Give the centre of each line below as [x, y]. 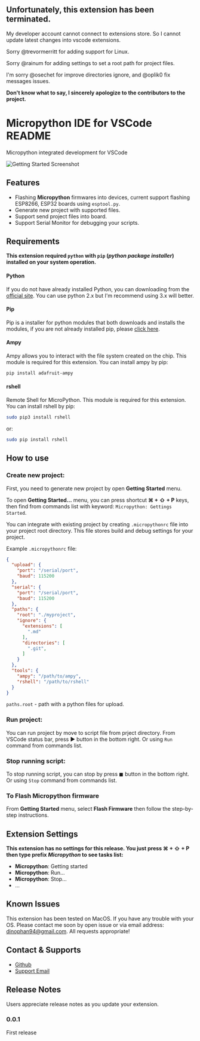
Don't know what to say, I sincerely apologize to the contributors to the [96, 93]
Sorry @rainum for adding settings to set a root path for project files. [90, 63]
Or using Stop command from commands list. [62, 780]
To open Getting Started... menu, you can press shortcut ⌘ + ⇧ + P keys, [98, 500]
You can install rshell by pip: [41, 407]
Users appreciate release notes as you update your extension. [83, 1004]
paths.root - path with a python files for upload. [65, 704]
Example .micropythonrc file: [41, 548]
